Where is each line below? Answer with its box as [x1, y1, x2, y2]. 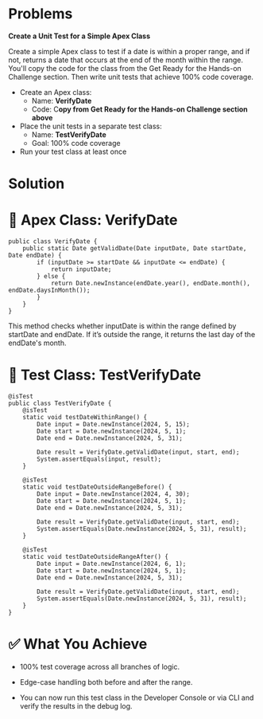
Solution [8, 175, 65, 193]
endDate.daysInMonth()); [8, 286, 91, 295]
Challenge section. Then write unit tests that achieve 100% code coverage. [8, 72, 254, 81]
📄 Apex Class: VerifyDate [8, 211, 178, 230]
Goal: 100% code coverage [31, 138, 121, 147]
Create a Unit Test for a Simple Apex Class [8, 31, 151, 41]
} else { [37, 273, 66, 281]
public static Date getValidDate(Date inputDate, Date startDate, [22, 245, 247, 253]
